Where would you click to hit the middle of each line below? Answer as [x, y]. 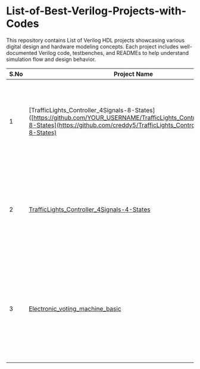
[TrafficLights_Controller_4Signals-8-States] [92, 110]
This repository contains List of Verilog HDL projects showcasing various [96, 40]
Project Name [133, 74]
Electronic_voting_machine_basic [75, 309]
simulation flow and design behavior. [51, 59]
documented [22, 53]
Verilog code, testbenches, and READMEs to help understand [114, 53]
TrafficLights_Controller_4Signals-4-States [90, 209]
